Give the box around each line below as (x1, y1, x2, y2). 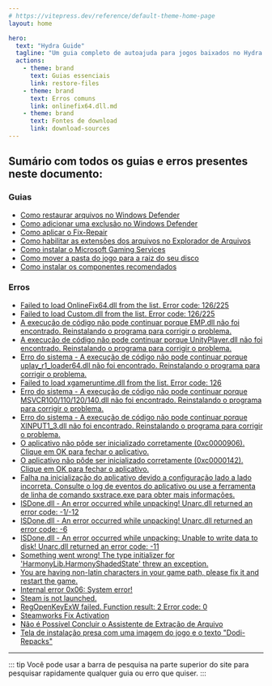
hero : (8, 34, 27, 42)
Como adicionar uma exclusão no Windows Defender (19, 218, 198, 228)
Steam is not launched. (19, 593, 97, 602)
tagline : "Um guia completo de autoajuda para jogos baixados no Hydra (15, 49, 263, 58)
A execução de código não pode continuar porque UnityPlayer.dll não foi (19, 334, 263, 345)
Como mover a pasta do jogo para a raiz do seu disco (19, 253, 200, 263)
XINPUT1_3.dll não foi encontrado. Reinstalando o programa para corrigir (19, 421, 263, 431)
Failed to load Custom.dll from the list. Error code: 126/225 (19, 309, 215, 319)
